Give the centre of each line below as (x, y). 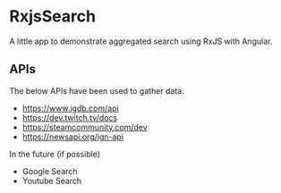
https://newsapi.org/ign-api (72, 137)
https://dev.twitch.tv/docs (70, 117)
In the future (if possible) (55, 154)
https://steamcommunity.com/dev (85, 127)
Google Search (50, 171)
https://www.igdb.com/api (70, 108)
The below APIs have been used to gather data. (97, 90)
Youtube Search (52, 180)
